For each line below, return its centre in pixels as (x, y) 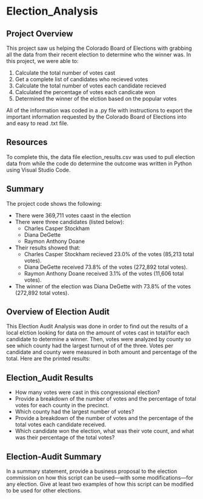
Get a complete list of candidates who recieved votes (82, 79)
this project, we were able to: (42, 61)
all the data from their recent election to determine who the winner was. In (99, 55)
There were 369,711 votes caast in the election (73, 215)
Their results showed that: (48, 248)
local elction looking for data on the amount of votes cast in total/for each (98, 333)
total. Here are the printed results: (48, 359)
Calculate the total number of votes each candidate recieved (91, 86)
